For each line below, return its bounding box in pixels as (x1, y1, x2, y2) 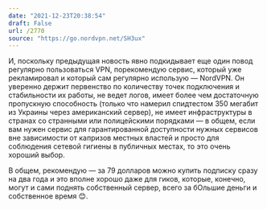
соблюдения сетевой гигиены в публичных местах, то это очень (8, 141, 231, 151)
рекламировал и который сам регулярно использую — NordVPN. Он (8, 73, 245, 83)
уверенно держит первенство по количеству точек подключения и (8, 82, 240, 92)
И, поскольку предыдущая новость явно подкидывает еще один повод (8, 56, 253, 66)
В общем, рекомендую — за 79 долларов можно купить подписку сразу (8, 166, 258, 175)
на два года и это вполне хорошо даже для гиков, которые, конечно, (8, 174, 246, 184)
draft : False (8, 19, 52, 27)
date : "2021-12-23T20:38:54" (8, 11, 106, 20)
